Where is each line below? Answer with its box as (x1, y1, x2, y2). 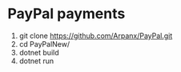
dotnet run (18, 56, 54, 66)
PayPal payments (7, 5, 126, 23)
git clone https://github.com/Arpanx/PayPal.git (18, 31, 173, 40)
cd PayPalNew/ (18, 39, 70, 48)
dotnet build (18, 47, 59, 57)
